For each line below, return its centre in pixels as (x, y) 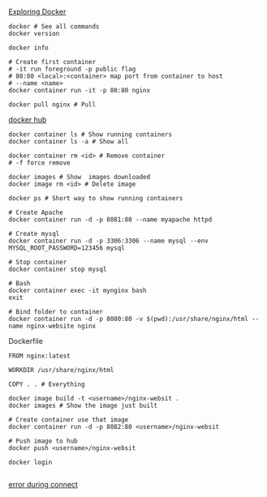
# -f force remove (39, 163)
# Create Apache (36, 212)
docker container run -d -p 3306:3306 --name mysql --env (108, 241)
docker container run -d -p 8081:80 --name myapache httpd (110, 220)
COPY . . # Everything (47, 384)
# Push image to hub (43, 441)
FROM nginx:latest (39, 356)
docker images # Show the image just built (83, 405)
